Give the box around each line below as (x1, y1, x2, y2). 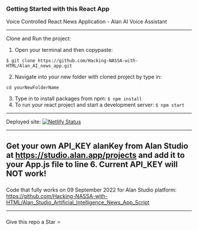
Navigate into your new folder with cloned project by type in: (14, 73, 162, 81)
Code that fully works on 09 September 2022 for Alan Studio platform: (6, 186, 177, 193)
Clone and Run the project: (6, 35, 71, 42)
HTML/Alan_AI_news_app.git (6, 63, 72, 69)
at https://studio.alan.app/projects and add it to (6, 150, 185, 160)
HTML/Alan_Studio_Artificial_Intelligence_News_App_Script (6, 199, 150, 206)
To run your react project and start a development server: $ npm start (14, 101, 185, 108)
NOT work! (6, 169, 47, 179)
